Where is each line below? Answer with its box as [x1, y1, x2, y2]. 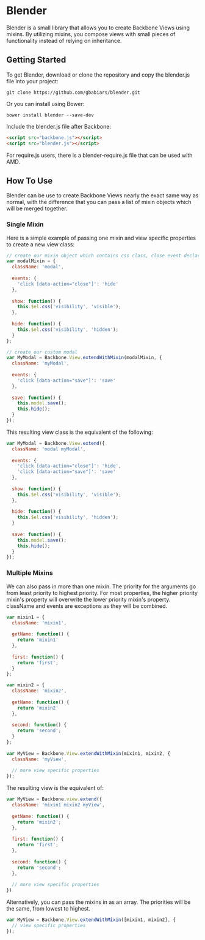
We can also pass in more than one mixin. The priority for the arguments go [6, 583, 196, 590]
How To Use [6, 175, 53, 186]
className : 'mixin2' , [12, 688, 67, 694]
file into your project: [6, 77, 59, 85]
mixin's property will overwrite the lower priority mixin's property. [6, 596, 171, 603]
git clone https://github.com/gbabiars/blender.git [6, 89, 140, 96]
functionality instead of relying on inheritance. [6, 37, 122, 44]
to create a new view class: [6, 240, 75, 248]
